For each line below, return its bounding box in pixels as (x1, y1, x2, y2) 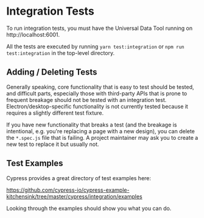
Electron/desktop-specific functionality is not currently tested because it (6, 103, 189, 110)
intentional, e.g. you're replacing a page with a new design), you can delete (6, 127, 195, 135)
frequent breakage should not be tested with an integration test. (6, 96, 167, 103)
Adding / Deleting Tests (6, 67, 97, 78)
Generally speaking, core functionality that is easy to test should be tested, (6, 83, 194, 90)
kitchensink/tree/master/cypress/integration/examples (6, 192, 142, 200)
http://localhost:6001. (6, 31, 60, 38)
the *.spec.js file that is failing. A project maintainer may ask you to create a (6, 134, 199, 141)
